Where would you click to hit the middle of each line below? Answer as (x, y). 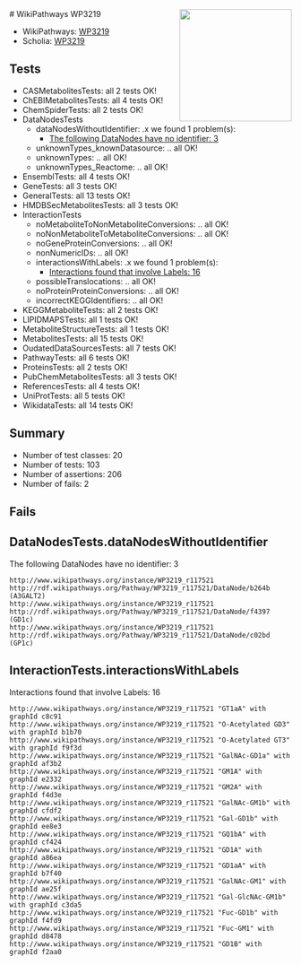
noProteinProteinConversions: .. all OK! (107, 291)
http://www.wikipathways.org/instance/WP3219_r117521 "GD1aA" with (138, 865)
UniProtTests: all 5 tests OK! (73, 396)
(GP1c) (21, 643)
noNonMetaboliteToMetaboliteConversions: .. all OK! (132, 233)
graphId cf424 (36, 842)
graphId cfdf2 (36, 811)
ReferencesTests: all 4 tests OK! (81, 386)
